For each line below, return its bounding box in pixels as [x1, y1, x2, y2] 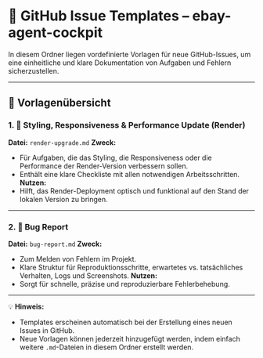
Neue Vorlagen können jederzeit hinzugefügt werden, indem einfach [19, 334, 240, 343]
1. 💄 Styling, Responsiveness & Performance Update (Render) [8, 120, 246, 131]
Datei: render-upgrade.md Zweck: [8, 137, 117, 147]
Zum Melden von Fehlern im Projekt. [19, 254, 137, 263]
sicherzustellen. [8, 66, 59, 75]
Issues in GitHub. [19, 325, 75, 335]
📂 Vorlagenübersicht [8, 96, 111, 110]
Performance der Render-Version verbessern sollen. [19, 161, 189, 171]
